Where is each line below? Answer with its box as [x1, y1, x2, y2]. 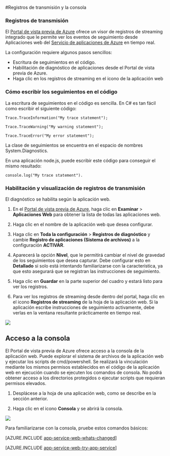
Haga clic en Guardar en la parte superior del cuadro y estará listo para [12, 278, 163, 284]
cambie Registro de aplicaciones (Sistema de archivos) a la [12, 236, 140, 243]
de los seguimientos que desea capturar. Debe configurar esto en [12, 257, 151, 263]
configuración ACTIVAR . [12, 242, 65, 248]
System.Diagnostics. [5, 148, 48, 154]
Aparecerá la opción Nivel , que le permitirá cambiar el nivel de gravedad [12, 252, 165, 258]
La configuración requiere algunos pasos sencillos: [5, 50, 112, 56]
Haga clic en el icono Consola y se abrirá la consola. [12, 405, 123, 412]
